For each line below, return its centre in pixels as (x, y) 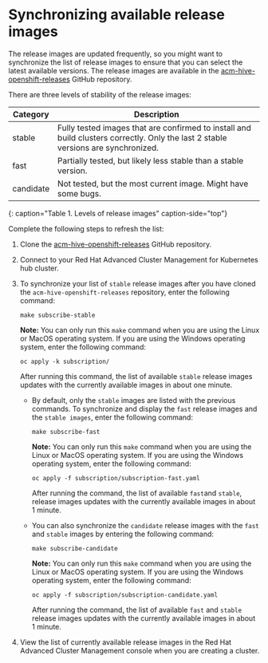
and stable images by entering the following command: (122, 534)
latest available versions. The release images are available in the (114, 70)
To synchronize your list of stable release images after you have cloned (138, 283)
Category (31, 114)
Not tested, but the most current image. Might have (153, 184)
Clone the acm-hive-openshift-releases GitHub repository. (116, 244)
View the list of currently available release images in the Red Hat (126, 642)
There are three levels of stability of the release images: (100, 94)
